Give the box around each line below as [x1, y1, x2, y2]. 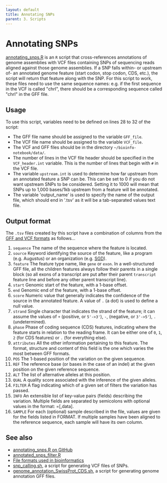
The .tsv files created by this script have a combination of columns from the [5, 230, 162, 236]
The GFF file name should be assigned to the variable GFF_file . [12, 134, 143, 140]
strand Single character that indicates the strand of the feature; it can [12, 308, 155, 314]
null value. [12, 303, 34, 309]
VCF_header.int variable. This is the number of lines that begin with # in [12, 160, 159, 166]
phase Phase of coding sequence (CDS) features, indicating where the [12, 324, 156, 330]
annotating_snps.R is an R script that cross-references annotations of [5, 54, 147, 60]
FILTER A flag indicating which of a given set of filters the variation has [12, 382, 157, 388]
